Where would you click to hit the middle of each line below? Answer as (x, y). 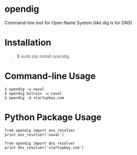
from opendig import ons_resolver (40, 130)
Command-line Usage (50, 76)
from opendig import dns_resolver (40, 143)
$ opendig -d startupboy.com (34, 98)
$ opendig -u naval (25, 89)
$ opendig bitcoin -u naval (33, 93)
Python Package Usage (53, 117)
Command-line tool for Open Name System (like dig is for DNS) (68, 23)
